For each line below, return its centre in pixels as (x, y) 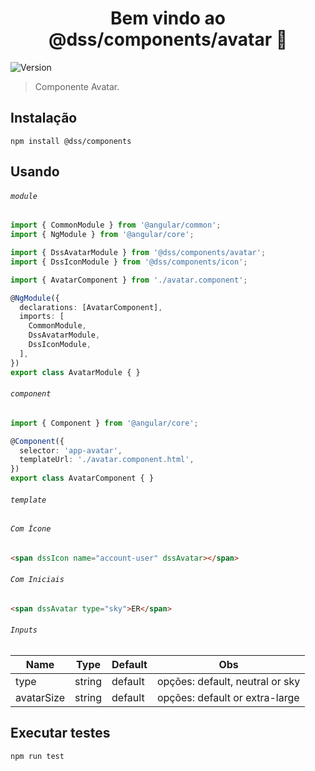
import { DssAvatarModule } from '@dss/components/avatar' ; (138, 253)
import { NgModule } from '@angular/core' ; (102, 235)
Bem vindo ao (168, 18)
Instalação (44, 118)
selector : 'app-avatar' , (71, 450)
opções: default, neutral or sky (228, 682)
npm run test (37, 756)
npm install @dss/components (71, 141)
